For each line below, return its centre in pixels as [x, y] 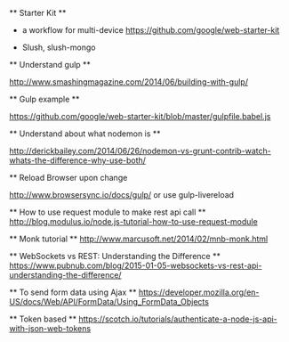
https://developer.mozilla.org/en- [199, 292]
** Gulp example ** [44, 99]
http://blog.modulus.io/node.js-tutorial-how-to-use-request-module [133, 221]
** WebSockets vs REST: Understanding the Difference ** [115, 256]
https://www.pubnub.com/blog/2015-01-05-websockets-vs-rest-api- [136, 265]
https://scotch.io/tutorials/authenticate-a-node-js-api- [178, 319]
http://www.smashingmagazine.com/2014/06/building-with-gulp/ [129, 82]
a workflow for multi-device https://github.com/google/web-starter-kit [151, 30]
